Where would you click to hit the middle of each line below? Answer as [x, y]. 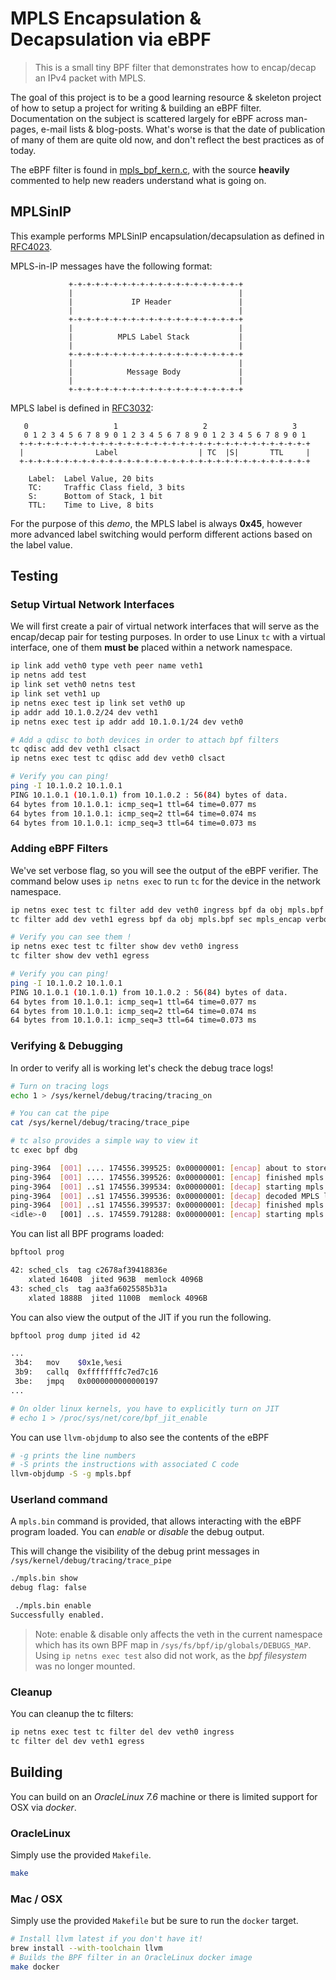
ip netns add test [48, 675]
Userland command [59, 1500]
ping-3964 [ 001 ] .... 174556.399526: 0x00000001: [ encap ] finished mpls [167, 1177]
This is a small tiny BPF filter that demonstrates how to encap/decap [175, 67]
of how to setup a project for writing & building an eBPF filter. [136, 108]
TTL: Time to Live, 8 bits [91, 505]
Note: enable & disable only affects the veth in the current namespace [178, 1634]
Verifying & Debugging [66, 1046]
